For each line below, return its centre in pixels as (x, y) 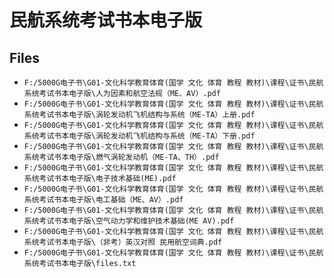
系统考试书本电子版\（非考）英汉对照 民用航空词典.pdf (123, 242)
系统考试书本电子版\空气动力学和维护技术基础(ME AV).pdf (129, 221)
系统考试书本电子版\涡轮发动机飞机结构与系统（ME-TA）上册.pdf (139, 115)
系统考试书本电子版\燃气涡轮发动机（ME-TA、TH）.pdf (121, 157)
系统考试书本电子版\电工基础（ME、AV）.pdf (103, 200)
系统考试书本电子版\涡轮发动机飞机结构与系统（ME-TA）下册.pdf (139, 136)
